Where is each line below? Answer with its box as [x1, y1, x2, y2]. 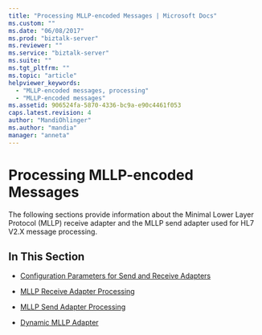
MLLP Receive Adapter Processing [19, 287, 135, 296]
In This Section [8, 250, 85, 264]
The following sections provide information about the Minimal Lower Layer [8, 210, 255, 219]
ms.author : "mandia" [8, 124, 78, 132]
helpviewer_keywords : [8, 79, 81, 87]
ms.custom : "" [8, 19, 56, 27]
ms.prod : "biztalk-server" [8, 34, 99, 43]
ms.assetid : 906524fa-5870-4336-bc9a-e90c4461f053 [8, 101, 182, 109]
